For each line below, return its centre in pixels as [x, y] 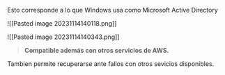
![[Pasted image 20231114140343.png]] [63, 37]
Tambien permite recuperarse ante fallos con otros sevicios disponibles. [111, 64]
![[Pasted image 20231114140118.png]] [62, 23]
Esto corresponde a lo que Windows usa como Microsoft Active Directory [113, 10]
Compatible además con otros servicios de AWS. [96, 50]
